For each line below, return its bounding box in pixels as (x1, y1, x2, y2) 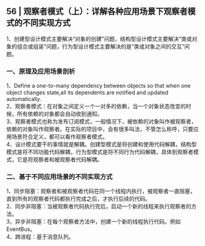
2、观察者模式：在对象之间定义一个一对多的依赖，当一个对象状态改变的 (6, 103, 186, 110)
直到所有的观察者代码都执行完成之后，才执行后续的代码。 (6, 195, 151, 203)
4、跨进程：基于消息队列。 (6, 233, 74, 241)
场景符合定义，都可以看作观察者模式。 (11, 133, 108, 141)
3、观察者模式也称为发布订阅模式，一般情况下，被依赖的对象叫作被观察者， (6, 118, 197, 125)
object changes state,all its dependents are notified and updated (6, 89, 169, 96)
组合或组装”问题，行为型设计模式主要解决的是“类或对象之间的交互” (16, 43, 185, 50)
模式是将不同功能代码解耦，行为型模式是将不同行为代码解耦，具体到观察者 (6, 149, 193, 156)
